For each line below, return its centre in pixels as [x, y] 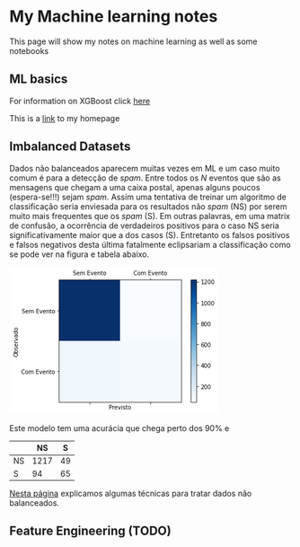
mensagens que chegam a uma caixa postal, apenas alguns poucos [135, 187]
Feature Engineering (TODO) [91, 531]
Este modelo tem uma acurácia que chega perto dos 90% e [119, 428]
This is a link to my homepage [65, 118]
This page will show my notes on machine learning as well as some [133, 41]
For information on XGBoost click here [80, 101]
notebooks [29, 50]
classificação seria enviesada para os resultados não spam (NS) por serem [148, 206]
